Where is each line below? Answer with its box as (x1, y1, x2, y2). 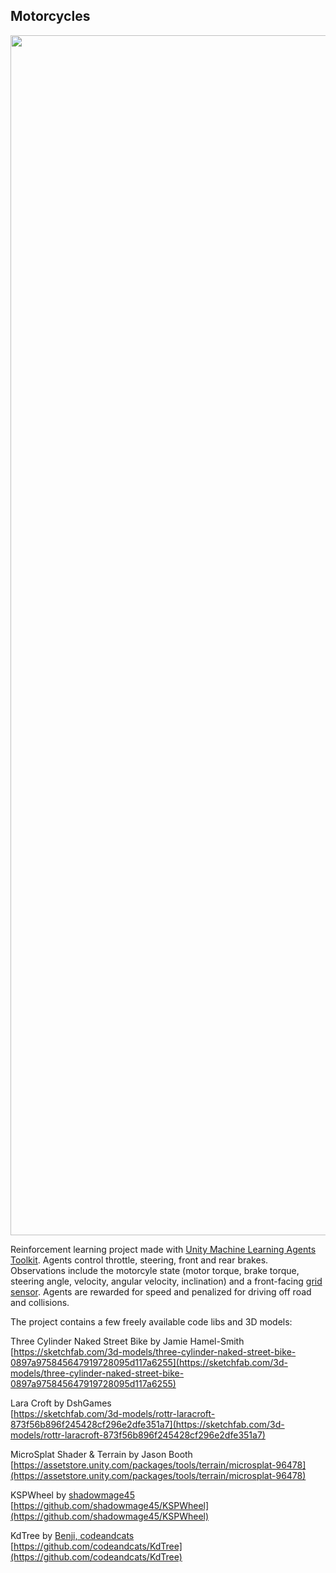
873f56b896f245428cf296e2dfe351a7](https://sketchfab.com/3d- (10, 1418, 285, 1430)
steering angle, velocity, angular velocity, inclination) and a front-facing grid (10, 1275, 323, 1287)
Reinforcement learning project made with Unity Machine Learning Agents (10, 1243, 317, 1255)
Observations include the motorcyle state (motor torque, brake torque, (10, 1264, 300, 1276)
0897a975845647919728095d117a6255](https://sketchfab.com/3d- (10, 1356, 288, 1368)
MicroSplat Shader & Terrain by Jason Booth (10, 1448, 193, 1460)
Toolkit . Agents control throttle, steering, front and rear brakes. (10, 1254, 269, 1266)
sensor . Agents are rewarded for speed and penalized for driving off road (10, 1285, 312, 1298)
